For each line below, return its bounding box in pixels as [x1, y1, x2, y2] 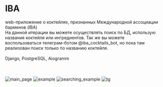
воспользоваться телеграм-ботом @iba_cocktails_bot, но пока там [5, 40, 145, 45]
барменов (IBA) [5, 24, 38, 30]
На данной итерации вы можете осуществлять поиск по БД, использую [5, 29, 156, 35]
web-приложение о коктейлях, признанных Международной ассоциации [5, 19, 158, 25]
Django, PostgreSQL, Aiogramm [5, 55, 70, 61]
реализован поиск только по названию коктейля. [5, 45, 109, 51]
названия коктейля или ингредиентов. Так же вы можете [5, 35, 125, 41]
